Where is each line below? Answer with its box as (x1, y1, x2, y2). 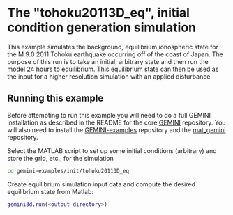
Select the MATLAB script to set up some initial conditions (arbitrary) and (7, 146, 218, 154)
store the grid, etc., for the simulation (7, 154, 114, 162)
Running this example (7, 93, 104, 104)
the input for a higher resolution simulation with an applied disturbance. (7, 72, 213, 81)
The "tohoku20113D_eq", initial (7, 5, 190, 21)
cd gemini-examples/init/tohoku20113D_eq (7, 167, 130, 175)
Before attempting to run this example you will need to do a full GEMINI (7, 111, 211, 119)
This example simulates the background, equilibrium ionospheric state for (7, 42, 218, 51)
